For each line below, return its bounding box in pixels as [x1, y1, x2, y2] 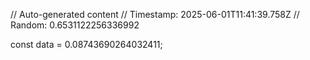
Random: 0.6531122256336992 [10, 19, 140, 31]
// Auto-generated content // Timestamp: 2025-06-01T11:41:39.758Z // [10, 9, 300, 20]
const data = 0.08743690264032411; [10, 39, 163, 50]
